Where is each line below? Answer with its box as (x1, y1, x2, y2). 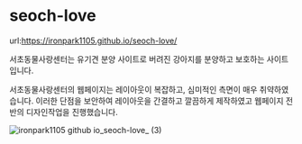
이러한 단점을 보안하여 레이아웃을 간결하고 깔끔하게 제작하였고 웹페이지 (35, 95, 284, 106)
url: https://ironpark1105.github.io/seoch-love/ (9, 35, 178, 46)
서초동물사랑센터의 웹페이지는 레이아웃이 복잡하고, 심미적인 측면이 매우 (9, 84, 258, 94)
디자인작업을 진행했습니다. (25, 106, 119, 117)
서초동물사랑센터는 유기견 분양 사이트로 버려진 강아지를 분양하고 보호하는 (9, 53, 265, 64)
